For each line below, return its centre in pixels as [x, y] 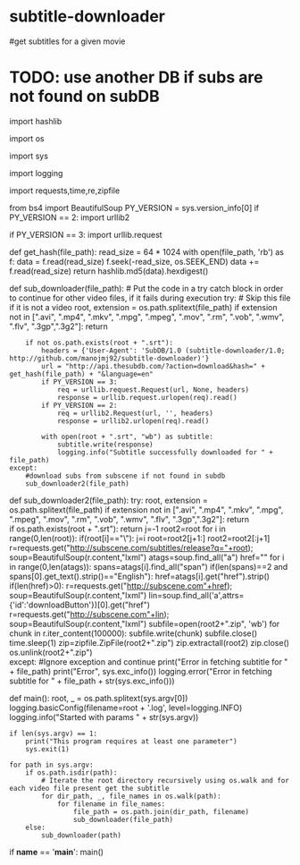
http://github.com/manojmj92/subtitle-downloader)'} [109, 358]
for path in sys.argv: [51, 765]
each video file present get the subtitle [89, 788]
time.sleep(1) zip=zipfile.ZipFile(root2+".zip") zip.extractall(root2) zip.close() [150, 642]
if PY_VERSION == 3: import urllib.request [86, 234]
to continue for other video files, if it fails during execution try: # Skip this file [150, 298]
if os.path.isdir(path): [71, 772]
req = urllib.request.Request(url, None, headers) [153, 390]
